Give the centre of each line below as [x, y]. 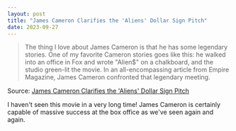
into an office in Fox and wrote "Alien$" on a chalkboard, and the [119, 62]
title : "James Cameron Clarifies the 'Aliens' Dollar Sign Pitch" [107, 21]
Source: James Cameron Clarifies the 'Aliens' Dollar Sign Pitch [98, 91]
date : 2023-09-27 [33, 27]
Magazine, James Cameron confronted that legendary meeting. [117, 77]
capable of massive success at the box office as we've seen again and [111, 112]
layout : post [27, 14]
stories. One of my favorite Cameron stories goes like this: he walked [125, 55]
